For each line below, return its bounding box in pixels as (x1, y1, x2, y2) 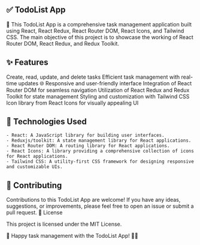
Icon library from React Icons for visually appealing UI (6, 99, 139, 106)
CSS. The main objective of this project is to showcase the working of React (6, 33, 193, 41)
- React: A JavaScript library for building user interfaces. (6, 132, 165, 139)
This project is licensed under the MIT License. (6, 220, 122, 228)
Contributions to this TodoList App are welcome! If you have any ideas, (6, 196, 181, 204)
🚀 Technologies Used (6, 116, 87, 127)
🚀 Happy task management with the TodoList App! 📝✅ (6, 232, 139, 240)
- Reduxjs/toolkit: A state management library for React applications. (6, 138, 192, 144)
